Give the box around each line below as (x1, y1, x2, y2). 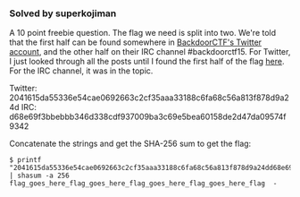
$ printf (9, 156, 42, 165)
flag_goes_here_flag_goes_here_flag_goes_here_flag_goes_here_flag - (9, 179, 278, 188)
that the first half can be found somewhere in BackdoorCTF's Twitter (9, 37, 262, 47)
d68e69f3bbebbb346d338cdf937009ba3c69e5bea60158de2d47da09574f (9, 111, 287, 123)
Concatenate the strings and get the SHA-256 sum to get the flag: (9, 138, 252, 150)
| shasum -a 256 (9, 171, 70, 181)
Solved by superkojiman (9, 7, 117, 20)
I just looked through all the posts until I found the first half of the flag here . (9, 56, 285, 67)
